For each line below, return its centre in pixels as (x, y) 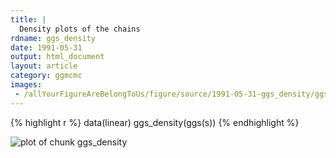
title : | (28, 19)
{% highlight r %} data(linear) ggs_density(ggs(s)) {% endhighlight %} (155, 122)
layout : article (44, 66)
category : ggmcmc (46, 76)
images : (26, 85)
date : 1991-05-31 (46, 47)
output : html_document (57, 57)
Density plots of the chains (80, 29)
